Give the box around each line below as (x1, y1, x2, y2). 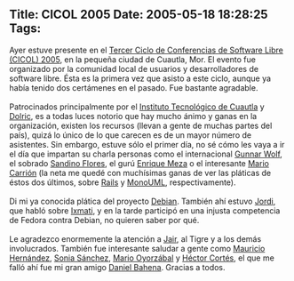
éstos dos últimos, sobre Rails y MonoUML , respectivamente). (9, 177, 237, 188)
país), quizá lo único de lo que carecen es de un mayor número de (9, 129, 251, 140)
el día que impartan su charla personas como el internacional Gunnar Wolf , (9, 149, 282, 159)
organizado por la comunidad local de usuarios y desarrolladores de (9, 63, 259, 74)
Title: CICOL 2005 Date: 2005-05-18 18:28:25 (9, 7, 268, 22)
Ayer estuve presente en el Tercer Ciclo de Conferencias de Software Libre (9, 44, 284, 55)
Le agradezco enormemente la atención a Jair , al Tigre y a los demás (9, 233, 262, 244)
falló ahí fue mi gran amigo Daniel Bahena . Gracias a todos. (9, 261, 226, 272)
